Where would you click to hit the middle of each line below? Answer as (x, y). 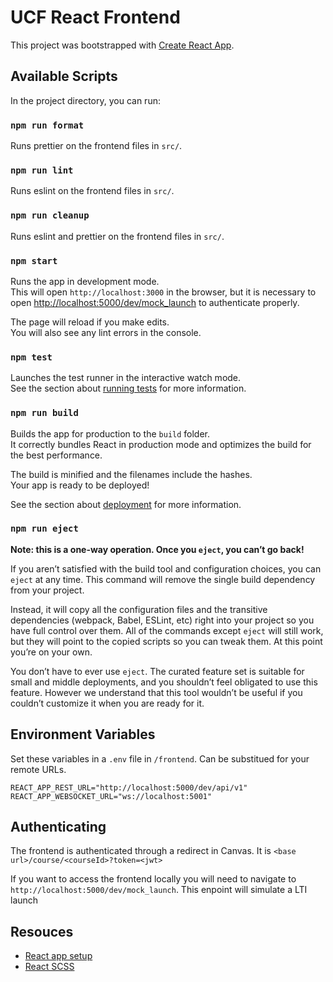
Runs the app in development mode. (85, 281)
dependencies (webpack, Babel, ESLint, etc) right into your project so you (162, 620)
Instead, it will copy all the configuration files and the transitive (139, 609)
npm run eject (44, 529)
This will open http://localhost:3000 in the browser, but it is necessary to (163, 292)
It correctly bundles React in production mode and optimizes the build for (161, 444)
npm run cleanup (50, 215)
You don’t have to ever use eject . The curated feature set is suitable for (157, 671)
